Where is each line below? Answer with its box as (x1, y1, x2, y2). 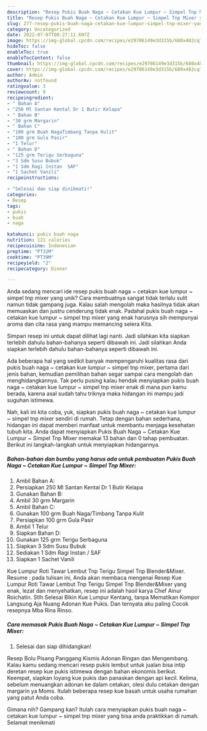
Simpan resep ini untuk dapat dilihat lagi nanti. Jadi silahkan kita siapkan (7, 333, 190, 340)
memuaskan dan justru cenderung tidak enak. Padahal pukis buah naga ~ (7, 307, 193, 315)
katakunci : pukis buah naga (7, 231, 79, 237)
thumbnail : (7, 60, 35, 66)
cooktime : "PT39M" (7, 254, 54, 260)
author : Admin (7, 72, 44, 78)
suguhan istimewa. (7, 397, 55, 404)
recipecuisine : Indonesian (7, 243, 76, 249)
